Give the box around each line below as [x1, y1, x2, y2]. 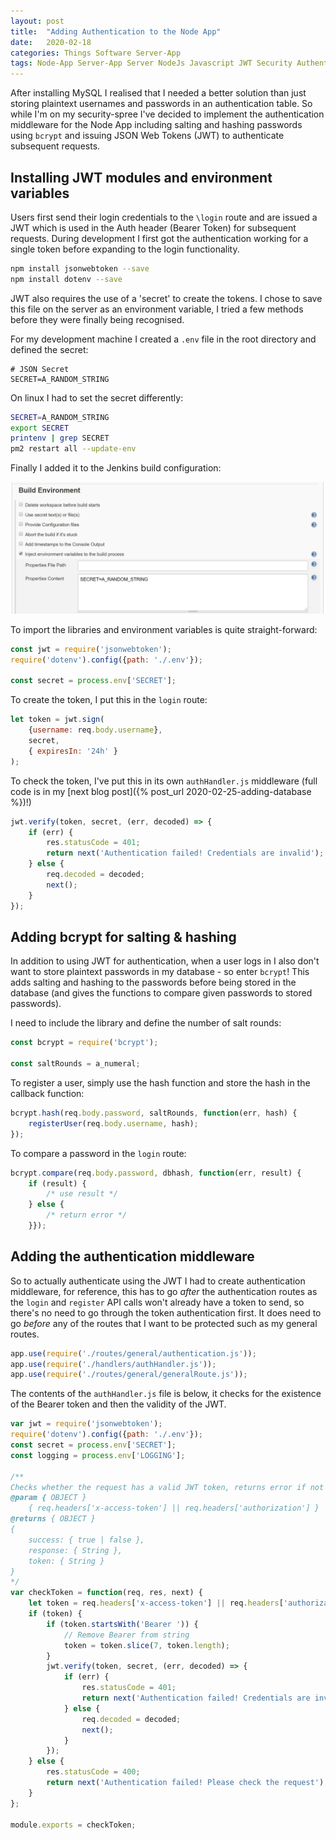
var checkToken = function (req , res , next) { [10, 1588, 203, 1598]
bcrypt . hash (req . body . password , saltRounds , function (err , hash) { [10, 1108, 298, 1119]
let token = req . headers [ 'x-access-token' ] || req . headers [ [28, 1598, 284, 1609]
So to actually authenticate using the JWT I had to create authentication [10, 1275, 306, 1287]
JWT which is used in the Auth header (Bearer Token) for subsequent [10, 221, 297, 234]
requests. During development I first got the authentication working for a [10, 232, 309, 244]
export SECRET [10, 423, 70, 433]
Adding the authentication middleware [10, 1248, 255, 1265]
